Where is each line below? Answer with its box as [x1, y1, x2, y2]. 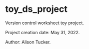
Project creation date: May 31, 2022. [5, 29, 80, 35]
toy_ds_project [5, 3, 67, 15]
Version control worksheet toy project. [5, 20, 84, 26]
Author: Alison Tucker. [5, 39, 51, 45]
